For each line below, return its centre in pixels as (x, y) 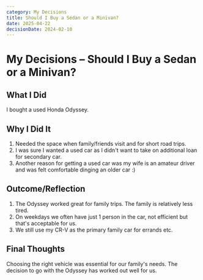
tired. (22, 210)
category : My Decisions (37, 12)
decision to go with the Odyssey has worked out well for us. (82, 270)
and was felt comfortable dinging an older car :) (75, 170)
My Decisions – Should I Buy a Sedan (102, 59)
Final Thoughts (36, 249)
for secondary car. (39, 157)
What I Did (27, 95)
